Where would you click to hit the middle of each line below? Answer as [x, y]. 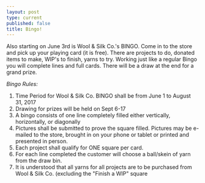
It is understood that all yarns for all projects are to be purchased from [103, 167]
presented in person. [42, 142]
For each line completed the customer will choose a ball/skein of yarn [103, 154]
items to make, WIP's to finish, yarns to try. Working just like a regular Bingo [102, 59]
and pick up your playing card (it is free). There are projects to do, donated [100, 53]
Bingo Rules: [22, 84]
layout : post [23, 12]
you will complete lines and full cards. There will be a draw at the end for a [100, 66]
